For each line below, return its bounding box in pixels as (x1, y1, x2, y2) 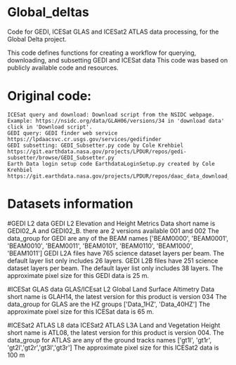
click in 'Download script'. (7, 124, 93, 131)
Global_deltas (7, 4, 90, 20)
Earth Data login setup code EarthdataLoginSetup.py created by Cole (7, 160, 216, 167)
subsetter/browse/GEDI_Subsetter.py (7, 154, 114, 161)
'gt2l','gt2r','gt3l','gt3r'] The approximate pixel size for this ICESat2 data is (7, 343, 219, 352)
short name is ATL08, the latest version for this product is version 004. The (7, 328, 225, 337)
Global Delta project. (7, 34, 67, 43)
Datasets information (7, 196, 133, 212)
